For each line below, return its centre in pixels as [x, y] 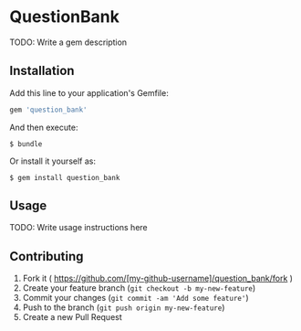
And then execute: [44, 127]
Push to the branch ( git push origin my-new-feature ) [124, 307]
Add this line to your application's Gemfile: [89, 92]
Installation [42, 71]
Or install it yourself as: [52, 161]
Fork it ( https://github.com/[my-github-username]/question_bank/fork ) [158, 278]
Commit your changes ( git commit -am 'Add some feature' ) [135, 298]
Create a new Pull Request [73, 317]
